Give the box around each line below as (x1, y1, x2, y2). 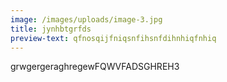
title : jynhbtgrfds (10, 24, 92, 34)
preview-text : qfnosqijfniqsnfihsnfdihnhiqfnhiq (10, 33, 217, 43)
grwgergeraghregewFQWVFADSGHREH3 (10, 61, 180, 73)
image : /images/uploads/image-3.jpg (10, 14, 163, 25)
